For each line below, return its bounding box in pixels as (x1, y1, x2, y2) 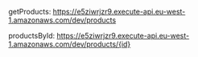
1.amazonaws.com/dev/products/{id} (8, 39, 131, 49)
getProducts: (8, 7, 52, 16)
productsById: (8, 31, 56, 40)
